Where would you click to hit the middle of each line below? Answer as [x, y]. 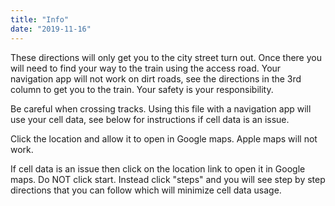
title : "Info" [40, 19]
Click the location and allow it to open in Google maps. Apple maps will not [164, 138]
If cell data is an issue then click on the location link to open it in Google [158, 168]
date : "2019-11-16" [51, 29]
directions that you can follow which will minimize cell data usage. [146, 190]
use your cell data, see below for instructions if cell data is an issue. [150, 119]
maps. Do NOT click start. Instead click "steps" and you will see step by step [168, 179]
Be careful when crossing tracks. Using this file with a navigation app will [161, 108]
